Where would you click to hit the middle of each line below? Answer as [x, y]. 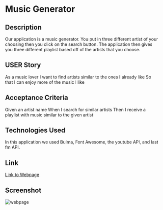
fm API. [13, 147]
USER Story [23, 65]
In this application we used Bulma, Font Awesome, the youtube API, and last [82, 142]
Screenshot [23, 190]
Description [23, 27]
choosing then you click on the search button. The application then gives [79, 44]
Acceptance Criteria [37, 98]
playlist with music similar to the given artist [49, 115]
